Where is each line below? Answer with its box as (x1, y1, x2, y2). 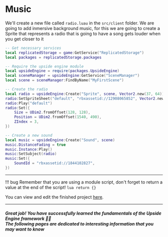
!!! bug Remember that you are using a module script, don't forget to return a (5, 179, 163, 185)
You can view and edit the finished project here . (5, 194, 104, 200)
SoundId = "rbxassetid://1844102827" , (14, 161, 95, 166)
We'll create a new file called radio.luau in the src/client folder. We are (5, 20, 154, 26)
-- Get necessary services (5, 45, 61, 50)
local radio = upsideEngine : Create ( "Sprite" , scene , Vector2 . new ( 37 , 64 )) (5, 91, 164, 96)
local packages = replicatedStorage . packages (5, 55, 101, 60)
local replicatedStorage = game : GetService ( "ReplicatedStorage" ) (5, 50, 144, 55)
